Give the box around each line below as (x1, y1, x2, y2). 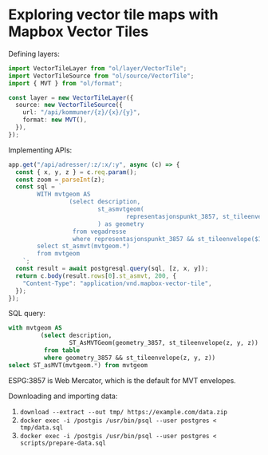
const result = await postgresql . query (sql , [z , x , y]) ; (15, 265, 209, 273)
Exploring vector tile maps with (8, 6, 219, 24)
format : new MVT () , (22, 116, 88, 125)
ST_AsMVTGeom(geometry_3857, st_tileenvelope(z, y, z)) (69, 339, 259, 347)
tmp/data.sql (19, 423, 64, 432)
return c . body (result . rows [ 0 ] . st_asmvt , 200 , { (15, 271, 177, 280)
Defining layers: (8, 49, 60, 58)
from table (43, 346, 81, 354)
